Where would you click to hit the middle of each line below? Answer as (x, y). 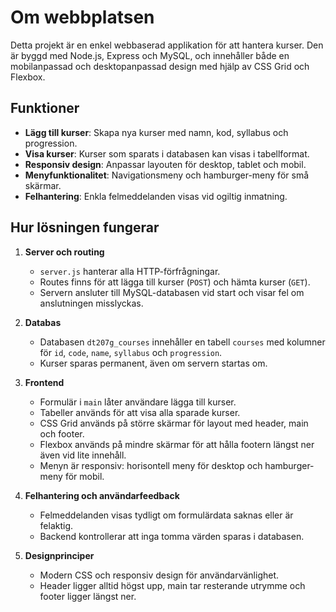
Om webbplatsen (82, 17)
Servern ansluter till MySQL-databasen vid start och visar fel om (172, 292)
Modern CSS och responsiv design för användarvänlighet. (159, 575)
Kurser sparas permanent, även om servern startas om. (153, 363)
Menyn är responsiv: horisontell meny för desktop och (151, 465)
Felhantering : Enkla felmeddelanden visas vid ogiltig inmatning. (156, 196)
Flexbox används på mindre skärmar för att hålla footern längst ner (177, 444)
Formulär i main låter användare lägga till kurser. (138, 402)
